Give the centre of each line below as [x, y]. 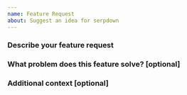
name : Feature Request [41, 14]
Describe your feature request [60, 45]
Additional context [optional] [58, 84]
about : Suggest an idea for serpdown [63, 21]
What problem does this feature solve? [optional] [94, 65]
